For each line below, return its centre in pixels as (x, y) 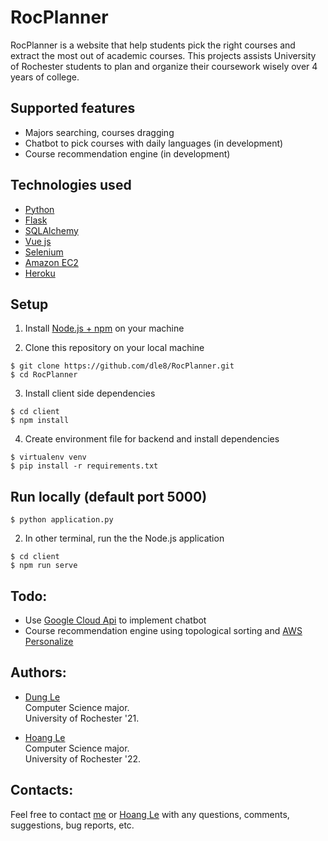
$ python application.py (62, 520)
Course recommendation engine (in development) (127, 153)
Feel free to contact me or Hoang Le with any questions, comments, (150, 814)
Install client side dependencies (90, 393)
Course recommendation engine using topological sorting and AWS (163, 630)
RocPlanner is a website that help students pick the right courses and (153, 45)
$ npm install (40, 421)
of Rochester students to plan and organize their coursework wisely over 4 (164, 66)
